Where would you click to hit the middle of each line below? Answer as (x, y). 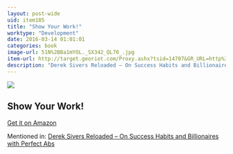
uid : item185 (26, 20)
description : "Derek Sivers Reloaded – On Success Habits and (99, 65)
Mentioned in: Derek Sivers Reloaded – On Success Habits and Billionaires (113, 137)
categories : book (32, 46)
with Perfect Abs (31, 144)
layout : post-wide (34, 14)
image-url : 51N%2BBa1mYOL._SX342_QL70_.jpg (71, 53)
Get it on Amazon (32, 123)
